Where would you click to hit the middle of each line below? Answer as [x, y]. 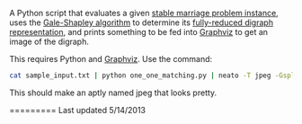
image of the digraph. [49, 41]
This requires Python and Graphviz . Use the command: [111, 59]
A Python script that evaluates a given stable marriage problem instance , [144, 13]
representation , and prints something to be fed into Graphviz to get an [138, 32]
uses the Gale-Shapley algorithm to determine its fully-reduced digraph [142, 22]
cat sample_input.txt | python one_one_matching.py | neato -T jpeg [140, 75]
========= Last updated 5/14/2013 [78, 110]
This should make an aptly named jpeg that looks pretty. [113, 93]
